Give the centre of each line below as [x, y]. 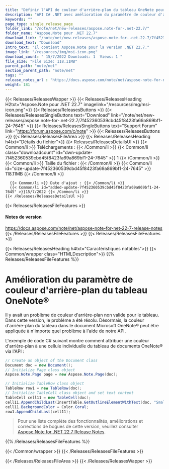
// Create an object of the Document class [52, 360]
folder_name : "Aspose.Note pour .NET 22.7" [52, 33]
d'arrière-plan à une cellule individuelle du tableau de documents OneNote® [84, 346]
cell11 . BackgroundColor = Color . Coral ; [47, 407]
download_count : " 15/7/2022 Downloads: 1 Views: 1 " [64, 57]
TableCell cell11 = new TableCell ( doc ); [48, 398]
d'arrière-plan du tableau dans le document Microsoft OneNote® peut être [82, 325]
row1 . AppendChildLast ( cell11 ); [38, 412]
